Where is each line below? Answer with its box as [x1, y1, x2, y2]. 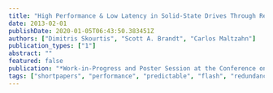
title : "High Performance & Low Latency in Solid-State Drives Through [8, 11, 256, 20]
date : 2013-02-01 [8, 19, 67, 27]
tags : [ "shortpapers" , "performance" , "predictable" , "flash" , [8, 72, 227, 80]
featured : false [8, 57, 63, 66]
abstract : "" [8, 49, 53, 57]
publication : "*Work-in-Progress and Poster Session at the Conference [8, 65, 256, 73]
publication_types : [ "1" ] [8, 42, 96, 50]
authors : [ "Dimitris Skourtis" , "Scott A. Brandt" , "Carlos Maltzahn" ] [8, 34, 256, 43]
